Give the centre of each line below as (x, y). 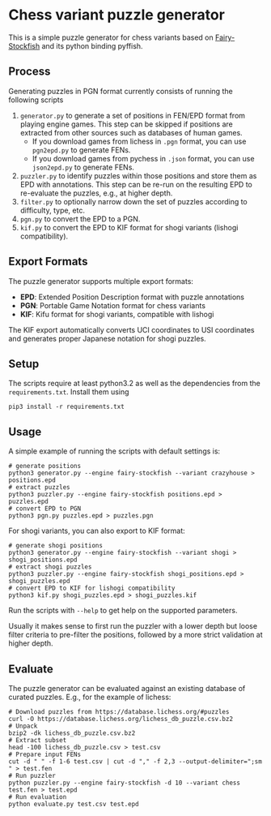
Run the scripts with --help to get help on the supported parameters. (123, 611)
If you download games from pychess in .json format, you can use (143, 158)
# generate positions (45, 466)
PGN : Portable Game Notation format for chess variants (113, 305)
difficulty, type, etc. (52, 210)
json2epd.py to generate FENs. (83, 167)
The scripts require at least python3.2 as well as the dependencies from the (134, 384)
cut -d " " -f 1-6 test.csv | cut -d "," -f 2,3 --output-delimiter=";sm (135, 762)
